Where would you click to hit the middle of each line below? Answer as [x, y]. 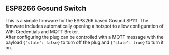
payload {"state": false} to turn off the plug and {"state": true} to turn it [84, 42]
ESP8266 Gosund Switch [46, 8]
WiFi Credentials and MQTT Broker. [42, 31]
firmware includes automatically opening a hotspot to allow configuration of [84, 26]
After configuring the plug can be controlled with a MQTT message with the [84, 37]
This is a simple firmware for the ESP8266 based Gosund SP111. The [77, 20]
